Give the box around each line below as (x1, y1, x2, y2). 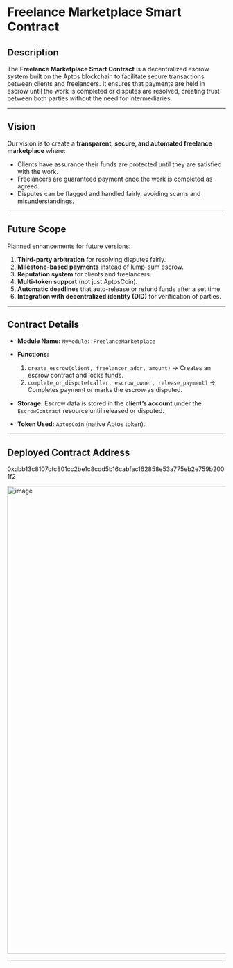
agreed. (17, 182, 40, 191)
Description (7, 46, 59, 58)
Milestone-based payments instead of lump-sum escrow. (17, 263, 184, 271)
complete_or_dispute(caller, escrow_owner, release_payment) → (27, 378, 216, 387)
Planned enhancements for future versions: (7, 242, 131, 250)
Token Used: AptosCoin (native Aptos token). (17, 420, 146, 428)
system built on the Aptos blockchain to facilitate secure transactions (7, 72, 205, 80)
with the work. (17, 167, 59, 175)
